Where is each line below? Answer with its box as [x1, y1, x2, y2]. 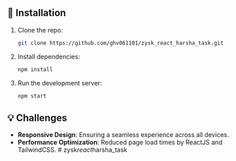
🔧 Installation [7, 7, 66, 19]
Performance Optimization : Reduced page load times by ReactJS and [17, 138, 223, 147]
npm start [17, 93, 47, 100]
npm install [17, 66, 53, 73]
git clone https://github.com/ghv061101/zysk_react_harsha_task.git [17, 40, 224, 47]
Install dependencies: [17, 52, 81, 61]
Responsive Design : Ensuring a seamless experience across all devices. [17, 131, 230, 139]
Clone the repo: [17, 25, 64, 34]
